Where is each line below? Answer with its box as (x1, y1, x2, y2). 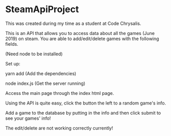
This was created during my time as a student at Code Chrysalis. (5, 20, 141, 26)
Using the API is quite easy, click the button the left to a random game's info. (5, 100, 166, 106)
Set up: (5, 60, 20, 66)
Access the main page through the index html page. (5, 90, 114, 96)
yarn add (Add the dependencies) (5, 70, 77, 77)
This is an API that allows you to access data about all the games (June (5, 30, 155, 36)
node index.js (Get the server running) (5, 80, 86, 86)
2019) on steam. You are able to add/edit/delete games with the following (5, 36, 159, 42)
